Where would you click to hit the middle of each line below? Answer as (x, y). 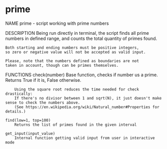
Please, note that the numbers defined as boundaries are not (72, 61)
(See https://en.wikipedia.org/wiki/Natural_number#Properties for (87, 107)
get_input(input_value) (30, 133)
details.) (16, 111)
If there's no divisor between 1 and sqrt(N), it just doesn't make (88, 98)
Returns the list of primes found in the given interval (76, 125)
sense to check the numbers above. (43, 103)
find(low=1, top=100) (28, 120)
